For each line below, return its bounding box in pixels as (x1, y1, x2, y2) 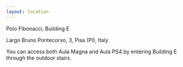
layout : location (6, 8, 49, 15)
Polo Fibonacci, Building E (6, 25, 70, 32)
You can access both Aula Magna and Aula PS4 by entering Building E (6, 48, 177, 55)
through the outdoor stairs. (6, 54, 72, 61)
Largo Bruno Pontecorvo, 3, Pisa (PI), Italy (6, 36, 108, 43)
